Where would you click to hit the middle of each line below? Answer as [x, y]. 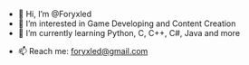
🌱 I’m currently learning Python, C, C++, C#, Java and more [129, 33]
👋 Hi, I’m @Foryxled [55, 14]
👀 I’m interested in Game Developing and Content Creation [127, 23]
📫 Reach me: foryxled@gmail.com [83, 51]
